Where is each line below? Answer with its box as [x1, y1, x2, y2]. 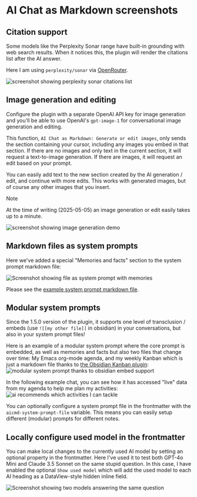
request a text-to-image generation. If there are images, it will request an [6, 153, 182, 160]
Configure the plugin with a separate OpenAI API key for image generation [6, 110, 186, 118]
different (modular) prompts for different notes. [6, 415, 120, 422]
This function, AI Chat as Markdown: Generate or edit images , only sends [6, 134, 186, 141]
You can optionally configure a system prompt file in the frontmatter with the [6, 403, 191, 410]
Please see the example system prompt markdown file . [6, 286, 139, 293]
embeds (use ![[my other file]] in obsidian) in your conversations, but [6, 324, 181, 332]
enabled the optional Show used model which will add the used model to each [6, 466, 192, 474]
